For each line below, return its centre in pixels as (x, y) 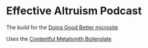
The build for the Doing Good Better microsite (62, 27)
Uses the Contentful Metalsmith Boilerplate (59, 39)
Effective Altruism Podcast (74, 11)
